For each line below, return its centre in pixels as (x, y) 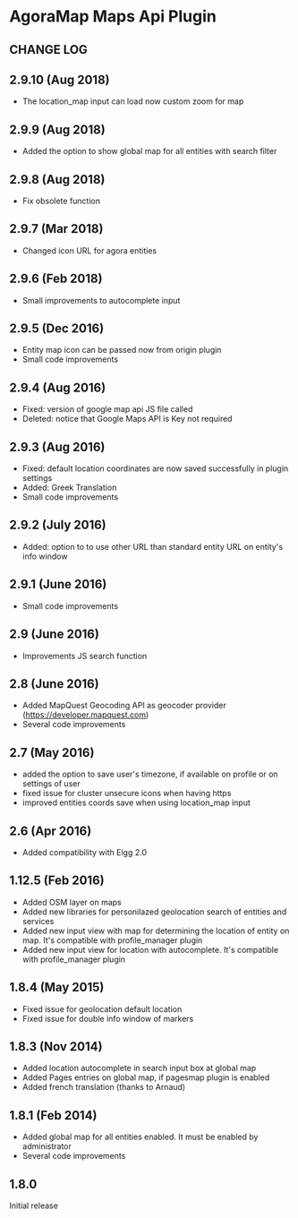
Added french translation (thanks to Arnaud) (104, 1087)
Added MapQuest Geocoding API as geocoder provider (124, 706)
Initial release (34, 1205)
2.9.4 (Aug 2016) (58, 387)
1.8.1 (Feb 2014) (53, 1115)
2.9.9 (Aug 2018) (57, 129)
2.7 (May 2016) (52, 753)
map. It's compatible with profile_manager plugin (112, 940)
